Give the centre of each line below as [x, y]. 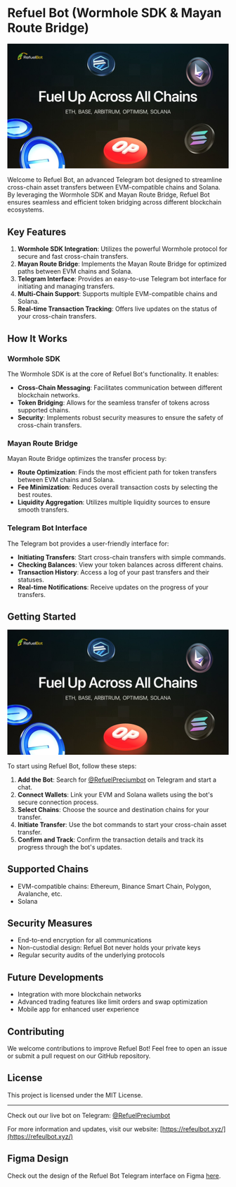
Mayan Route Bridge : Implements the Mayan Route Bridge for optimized [122, 264]
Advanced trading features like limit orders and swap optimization [113, 1002]
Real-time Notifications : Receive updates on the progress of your [113, 587]
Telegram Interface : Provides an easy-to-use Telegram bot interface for [122, 279]
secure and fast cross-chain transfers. [73, 257]
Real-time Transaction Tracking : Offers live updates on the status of [117, 309]
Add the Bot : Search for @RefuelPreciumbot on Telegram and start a [117, 780]
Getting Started [42, 616]
